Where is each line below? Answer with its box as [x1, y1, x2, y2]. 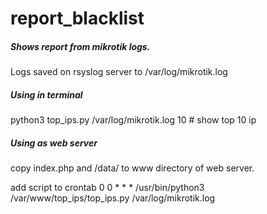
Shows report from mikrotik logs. [10, 40, 151, 52]
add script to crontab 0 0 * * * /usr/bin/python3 [10, 182, 205, 194]
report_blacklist [10, 7, 145, 30]
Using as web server [10, 137, 98, 149]
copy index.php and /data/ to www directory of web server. [10, 162, 255, 174]
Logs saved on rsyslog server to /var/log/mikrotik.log [10, 66, 228, 78]
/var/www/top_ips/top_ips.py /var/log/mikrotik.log [10, 192, 216, 204]
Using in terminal [10, 88, 83, 101]
